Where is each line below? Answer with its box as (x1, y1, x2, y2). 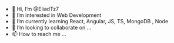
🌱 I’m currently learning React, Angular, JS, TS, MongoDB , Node (11, 18, 169, 24)
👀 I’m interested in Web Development (11, 12, 102, 19)
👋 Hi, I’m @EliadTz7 (11, 6, 59, 12)
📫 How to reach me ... (11, 31, 66, 37)
